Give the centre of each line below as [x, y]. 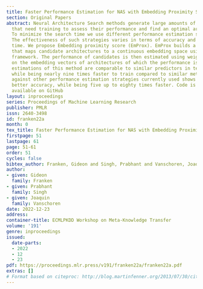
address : [17, 215]
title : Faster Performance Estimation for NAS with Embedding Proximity [100, 12]
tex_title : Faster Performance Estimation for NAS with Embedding [92, 130]
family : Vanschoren [36, 204]
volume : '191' [24, 226]
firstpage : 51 [24, 136]
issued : [16, 237]
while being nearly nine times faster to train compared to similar [100, 74]
